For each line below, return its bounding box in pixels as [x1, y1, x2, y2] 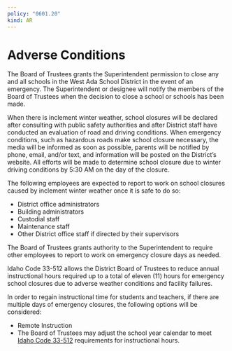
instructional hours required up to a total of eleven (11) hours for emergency [7, 272, 225, 280]
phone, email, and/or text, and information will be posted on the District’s [7, 151, 217, 159]
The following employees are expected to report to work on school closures [7, 179, 226, 188]
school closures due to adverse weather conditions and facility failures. [7, 280, 213, 288]
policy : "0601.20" [7, 10, 61, 18]
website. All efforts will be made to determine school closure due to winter [7, 158, 222, 167]
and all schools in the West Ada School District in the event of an [7, 78, 194, 86]
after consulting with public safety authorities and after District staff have [7, 121, 218, 130]
